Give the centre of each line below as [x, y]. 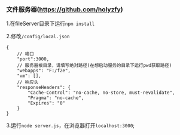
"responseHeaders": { [44, 88]
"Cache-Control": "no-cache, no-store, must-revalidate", [101, 93]
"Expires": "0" [47, 103]
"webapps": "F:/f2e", [44, 71]
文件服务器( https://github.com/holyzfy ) [65, 9]
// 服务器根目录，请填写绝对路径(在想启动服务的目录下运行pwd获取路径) [94, 66]
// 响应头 [28, 82]
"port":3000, [33, 59]
